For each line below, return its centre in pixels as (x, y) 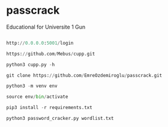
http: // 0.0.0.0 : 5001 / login (40, 43)
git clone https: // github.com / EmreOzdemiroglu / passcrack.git (84, 75)
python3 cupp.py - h (31, 64)
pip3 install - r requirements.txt (49, 108)
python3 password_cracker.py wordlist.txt (60, 119)
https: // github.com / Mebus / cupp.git (51, 54)
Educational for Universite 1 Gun (46, 27)
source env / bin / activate (37, 97)
